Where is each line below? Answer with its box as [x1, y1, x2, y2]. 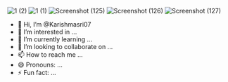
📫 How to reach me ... [17, 50, 83, 59]
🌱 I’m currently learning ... [17, 35, 93, 43]
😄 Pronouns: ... [17, 60, 63, 69]
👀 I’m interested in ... [17, 28, 77, 36]
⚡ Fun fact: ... [17, 69, 56, 76]
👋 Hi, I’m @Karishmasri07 [17, 20, 91, 28]
